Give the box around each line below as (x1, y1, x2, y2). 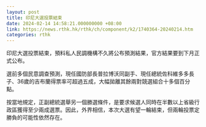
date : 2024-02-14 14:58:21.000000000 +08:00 (6, 20, 122, 26)
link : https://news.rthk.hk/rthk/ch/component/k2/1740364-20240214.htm (6, 26, 193, 33)
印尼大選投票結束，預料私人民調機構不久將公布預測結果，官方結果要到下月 (6, 50, 194, 57)
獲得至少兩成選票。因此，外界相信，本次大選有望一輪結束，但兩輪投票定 (17, 106, 200, 114)
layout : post (6, 9, 40, 15)
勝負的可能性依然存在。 (6, 114, 66, 121)
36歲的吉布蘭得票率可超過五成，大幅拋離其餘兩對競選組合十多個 (17, 78, 180, 85)
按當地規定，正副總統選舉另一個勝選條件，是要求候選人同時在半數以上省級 (6, 99, 194, 106)
